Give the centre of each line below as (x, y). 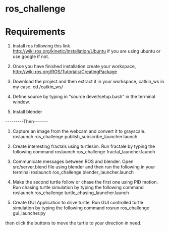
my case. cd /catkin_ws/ (38, 87)
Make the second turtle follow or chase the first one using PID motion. (85, 182)
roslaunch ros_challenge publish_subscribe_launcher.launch (75, 137)
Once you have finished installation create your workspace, (74, 67)
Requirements (35, 32)
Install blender (27, 112)
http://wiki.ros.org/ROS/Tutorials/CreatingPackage (65, 72)
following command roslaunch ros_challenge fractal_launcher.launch (84, 152)
